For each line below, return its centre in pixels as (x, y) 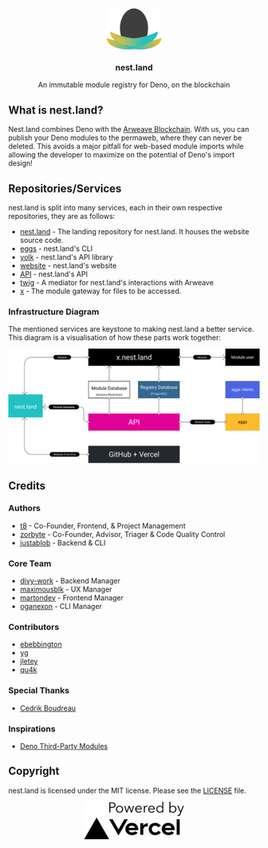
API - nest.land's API (53, 274)
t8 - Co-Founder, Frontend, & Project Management (102, 526)
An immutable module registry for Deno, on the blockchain (134, 85)
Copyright (34, 771)
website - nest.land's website (68, 265)
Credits (27, 486)
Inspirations (32, 729)
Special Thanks (39, 691)
